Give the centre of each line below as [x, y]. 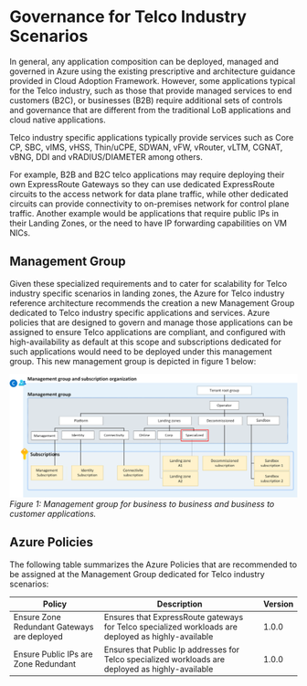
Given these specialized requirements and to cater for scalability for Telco [148, 283]
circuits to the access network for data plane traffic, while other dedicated [149, 194]
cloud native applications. [58, 120]
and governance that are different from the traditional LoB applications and [150, 110]
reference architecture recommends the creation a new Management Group [152, 302]
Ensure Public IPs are [53, 654]
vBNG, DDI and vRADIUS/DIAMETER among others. [106, 156]
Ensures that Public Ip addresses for [172, 649]
